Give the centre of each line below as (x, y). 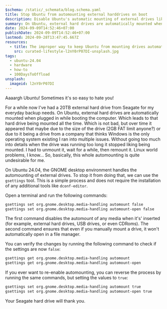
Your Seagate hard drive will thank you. (45, 301)
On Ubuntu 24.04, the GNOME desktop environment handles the (71, 170)
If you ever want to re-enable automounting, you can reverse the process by (83, 272)
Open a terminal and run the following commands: (56, 195)
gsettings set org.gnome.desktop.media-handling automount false (74, 204)
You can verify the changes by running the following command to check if (81, 244)
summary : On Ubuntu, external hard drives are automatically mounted (79, 24)
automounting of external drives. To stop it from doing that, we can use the (82, 175)
